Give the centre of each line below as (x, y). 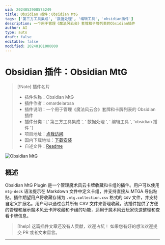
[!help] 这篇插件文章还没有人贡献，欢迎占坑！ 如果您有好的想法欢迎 (85, 226)
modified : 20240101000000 (31, 46)
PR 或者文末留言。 (41, 232)
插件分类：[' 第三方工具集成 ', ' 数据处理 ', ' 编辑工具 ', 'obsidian (88, 121)
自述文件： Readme (43, 146)
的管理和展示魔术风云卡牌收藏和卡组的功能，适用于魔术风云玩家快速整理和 (80, 210)
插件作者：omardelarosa (49, 103)
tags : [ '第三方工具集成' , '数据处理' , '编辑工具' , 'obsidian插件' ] (69, 19)
